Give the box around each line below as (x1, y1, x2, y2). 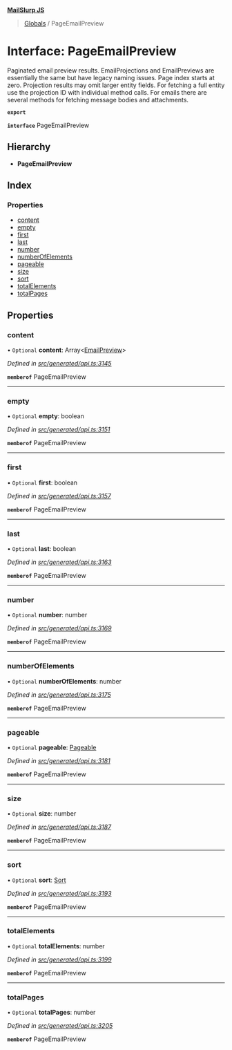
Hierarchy (7, 141, 51, 153)
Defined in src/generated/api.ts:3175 (7, 691, 112, 699)
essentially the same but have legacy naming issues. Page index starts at (7, 73, 215, 82)
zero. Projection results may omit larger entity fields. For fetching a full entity (7, 81, 225, 89)
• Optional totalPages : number (7, 1009, 96, 1017)
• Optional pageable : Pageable (7, 743, 97, 751)
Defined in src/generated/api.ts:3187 (7, 823, 112, 832)
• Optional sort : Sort (7, 876, 66, 884)
